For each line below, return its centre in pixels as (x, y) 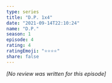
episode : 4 (20, 40)
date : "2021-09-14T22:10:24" (43, 23)
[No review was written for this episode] (56, 73)
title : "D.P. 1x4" (29, 17)
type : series (23, 12)
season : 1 (19, 34)
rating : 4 (19, 46)
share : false (23, 57)
